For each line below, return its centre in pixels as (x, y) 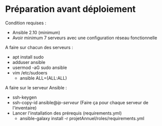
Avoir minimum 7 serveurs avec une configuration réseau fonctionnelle (85, 38)
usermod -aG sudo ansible (40, 67)
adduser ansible (29, 62)
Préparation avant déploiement (70, 9)
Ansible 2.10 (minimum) (36, 32)
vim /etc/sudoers (30, 72)
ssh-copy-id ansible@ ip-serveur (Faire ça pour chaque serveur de (80, 102)
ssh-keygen (25, 97)
